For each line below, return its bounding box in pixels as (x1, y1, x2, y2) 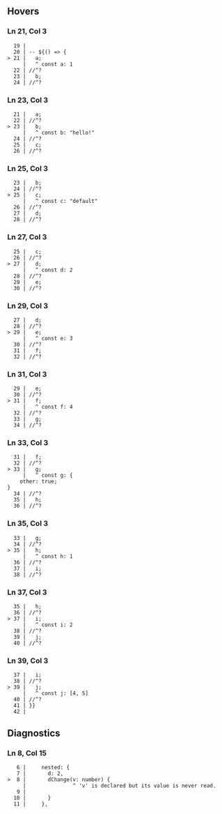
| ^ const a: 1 (22, 61, 73, 68)
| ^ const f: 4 (22, 404, 73, 411)
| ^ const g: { (22, 472, 73, 479)
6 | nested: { (16, 764, 70, 771)
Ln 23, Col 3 (7, 95, 49, 105)
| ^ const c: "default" (22, 198, 98, 205)
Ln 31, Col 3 (7, 369, 47, 379)
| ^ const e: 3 (22, 335, 73, 342)
